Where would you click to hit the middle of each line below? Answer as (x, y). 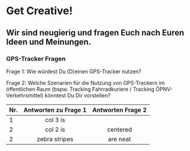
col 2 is (55, 129)
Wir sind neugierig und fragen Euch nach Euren (95, 33)
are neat (120, 139)
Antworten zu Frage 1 (55, 110)
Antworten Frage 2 (119, 110)
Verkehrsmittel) (25, 95)
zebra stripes (55, 139)
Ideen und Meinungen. (49, 42)
